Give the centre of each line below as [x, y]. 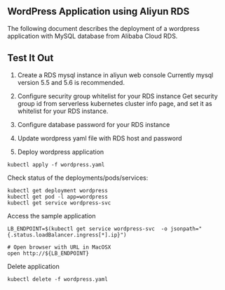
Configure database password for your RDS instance [94, 124]
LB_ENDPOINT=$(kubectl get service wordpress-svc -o [88, 229]
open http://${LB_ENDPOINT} [48, 253]
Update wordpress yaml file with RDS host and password [100, 138]
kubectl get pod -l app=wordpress [58, 197]
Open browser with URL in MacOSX [62, 247]
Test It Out [30, 58]
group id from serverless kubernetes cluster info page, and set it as [115, 103]
